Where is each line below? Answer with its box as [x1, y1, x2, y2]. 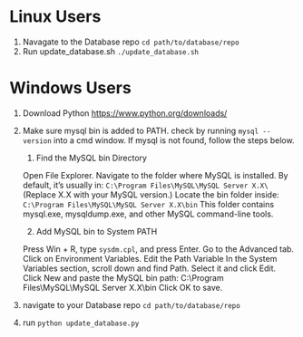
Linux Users [9, 6, 102, 27]
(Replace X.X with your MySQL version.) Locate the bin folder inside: [22, 188, 279, 200]
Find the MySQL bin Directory [35, 152, 148, 163]
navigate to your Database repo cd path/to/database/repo [22, 299, 240, 310]
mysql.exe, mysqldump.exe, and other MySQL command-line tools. [22, 208, 274, 219]
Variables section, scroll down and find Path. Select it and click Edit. [22, 263, 277, 274]
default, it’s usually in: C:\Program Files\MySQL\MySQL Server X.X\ [22, 179, 269, 190]
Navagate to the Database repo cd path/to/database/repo [22, 36, 239, 47]
